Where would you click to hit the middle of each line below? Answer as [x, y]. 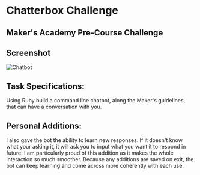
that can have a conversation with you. [54, 107]
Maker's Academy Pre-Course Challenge [85, 33]
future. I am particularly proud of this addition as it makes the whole [90, 153]
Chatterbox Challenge [62, 10]
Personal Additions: [44, 126]
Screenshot [29, 52]
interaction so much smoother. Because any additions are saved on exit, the [100, 159]
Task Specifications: [46, 86]
